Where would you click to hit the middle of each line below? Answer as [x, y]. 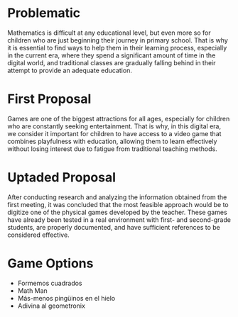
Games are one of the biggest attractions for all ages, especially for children [119, 118]
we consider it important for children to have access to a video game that [114, 133]
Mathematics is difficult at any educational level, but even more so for [109, 33]
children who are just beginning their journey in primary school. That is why [118, 40]
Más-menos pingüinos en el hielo [66, 298]
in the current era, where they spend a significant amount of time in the [112, 55]
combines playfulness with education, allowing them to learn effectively [112, 141]
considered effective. [38, 235]
